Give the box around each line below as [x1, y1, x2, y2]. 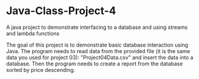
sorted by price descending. [6, 66, 75, 73]
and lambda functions [6, 29, 59, 37]
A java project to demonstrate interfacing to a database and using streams [6, 24, 188, 31]
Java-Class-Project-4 [6, 4, 116, 18]
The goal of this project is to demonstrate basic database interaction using [6, 41, 188, 48]
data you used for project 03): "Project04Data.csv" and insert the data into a [6, 54, 194, 61]
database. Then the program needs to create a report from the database [6, 60, 183, 67]
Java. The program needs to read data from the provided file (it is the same [6, 47, 190, 54]
